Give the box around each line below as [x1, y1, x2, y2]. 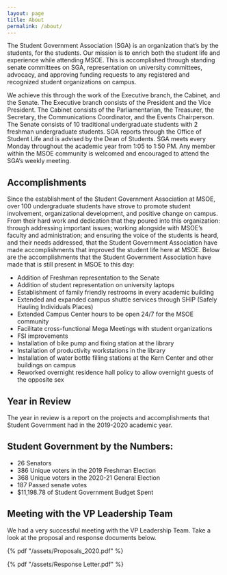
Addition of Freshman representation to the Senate [16, 273, 160, 282]
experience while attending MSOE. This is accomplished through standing [7, 56, 215, 64]
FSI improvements [16, 332, 68, 340]
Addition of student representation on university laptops [16, 281, 175, 289]
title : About [7, 16, 44, 23]
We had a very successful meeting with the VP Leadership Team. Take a [7, 526, 211, 535]
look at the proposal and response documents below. [7, 533, 157, 541]
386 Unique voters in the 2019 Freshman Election [16, 466, 156, 474]
